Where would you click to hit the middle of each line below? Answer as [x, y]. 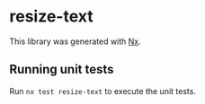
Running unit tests [62, 69]
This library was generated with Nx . [75, 41]
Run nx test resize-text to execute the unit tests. [102, 91]
